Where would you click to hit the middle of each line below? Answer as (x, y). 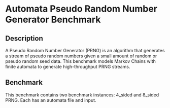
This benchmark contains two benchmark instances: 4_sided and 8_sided (82, 95)
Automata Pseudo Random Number (81, 9)
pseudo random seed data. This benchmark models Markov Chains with (81, 61)
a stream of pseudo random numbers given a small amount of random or (81, 56)
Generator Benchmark (53, 20)
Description (24, 38)
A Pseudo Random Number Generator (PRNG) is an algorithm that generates (85, 50)
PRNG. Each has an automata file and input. (51, 100)
